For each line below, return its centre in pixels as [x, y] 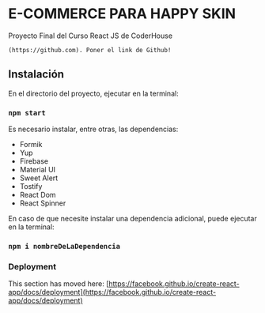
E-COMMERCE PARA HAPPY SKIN [122, 14]
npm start [27, 113]
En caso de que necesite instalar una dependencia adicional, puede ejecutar [132, 219]
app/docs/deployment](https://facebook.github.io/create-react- [112, 292]
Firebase [34, 161]
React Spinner [43, 203]
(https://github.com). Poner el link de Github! [90, 50]
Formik [31, 145]
